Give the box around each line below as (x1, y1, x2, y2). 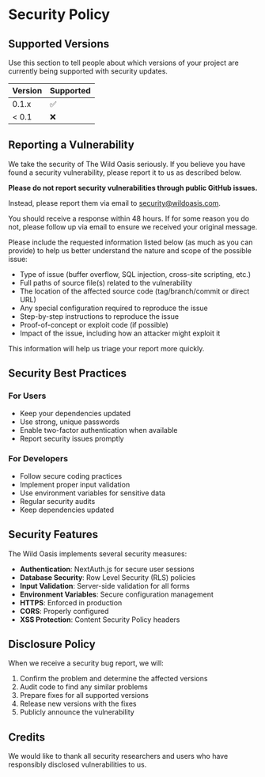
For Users (8, 390, 47, 401)
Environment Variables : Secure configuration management (19, 589, 214, 599)
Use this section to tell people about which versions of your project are (8, 58, 239, 67)
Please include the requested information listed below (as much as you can (8, 237, 253, 247)
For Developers (8, 453, 69, 464)
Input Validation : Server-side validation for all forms (19, 581, 190, 590)
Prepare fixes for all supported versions (19, 691, 149, 700)
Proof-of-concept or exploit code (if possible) (19, 320, 168, 329)
